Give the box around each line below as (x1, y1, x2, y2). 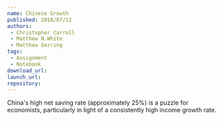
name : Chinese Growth (7, 10, 69, 17)
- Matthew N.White (10, 36, 63, 42)
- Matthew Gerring (10, 42, 63, 49)
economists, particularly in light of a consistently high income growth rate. (7, 106, 217, 114)
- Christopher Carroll (10, 29, 75, 36)
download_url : (7, 67, 48, 74)
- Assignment (10, 55, 48, 62)
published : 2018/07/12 (7, 16, 72, 23)
